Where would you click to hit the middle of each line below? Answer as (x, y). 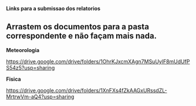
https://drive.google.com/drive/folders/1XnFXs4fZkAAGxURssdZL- (87, 90)
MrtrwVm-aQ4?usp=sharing (40, 97)
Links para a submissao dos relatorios (53, 8)
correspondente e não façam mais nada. (82, 36)
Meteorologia (23, 50)
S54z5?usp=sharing (31, 67)
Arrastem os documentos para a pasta (78, 27)
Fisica (14, 79)
